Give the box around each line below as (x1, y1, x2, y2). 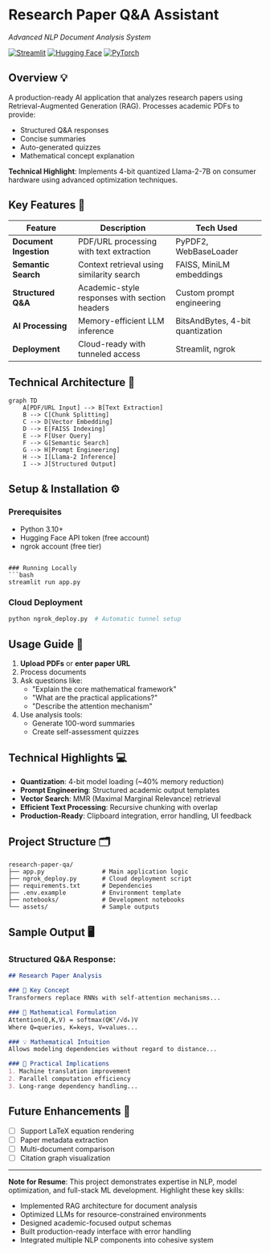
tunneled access (77, 348, 141, 359)
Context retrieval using (77, 259, 164, 270)
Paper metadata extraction (19, 1135, 108, 1144)
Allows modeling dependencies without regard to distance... (8, 1046, 218, 1054)
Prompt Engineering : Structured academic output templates (19, 785, 220, 795)
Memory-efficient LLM (77, 315, 165, 327)
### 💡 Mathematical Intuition (8, 1037, 110, 1046)
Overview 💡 (8, 71, 68, 85)
